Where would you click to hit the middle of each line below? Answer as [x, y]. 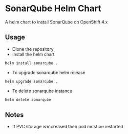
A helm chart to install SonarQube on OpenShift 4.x [56, 22]
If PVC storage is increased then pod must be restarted [68, 127]
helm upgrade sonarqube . [31, 81]
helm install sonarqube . [31, 63]
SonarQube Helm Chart [53, 9]
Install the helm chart [33, 54]
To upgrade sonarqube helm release [49, 72]
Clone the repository [33, 49]
